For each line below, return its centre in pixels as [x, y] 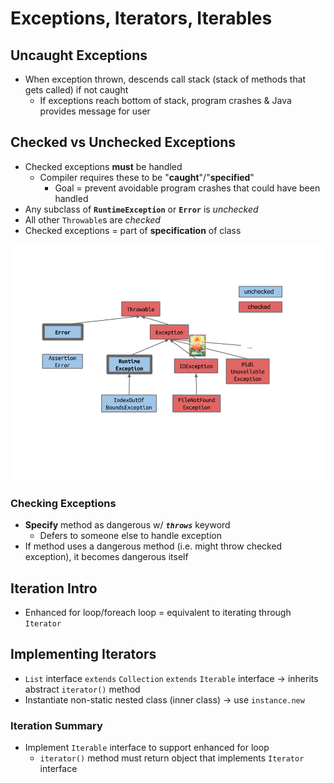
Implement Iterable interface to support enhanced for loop [147, 748]
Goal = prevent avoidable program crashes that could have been [187, 188]
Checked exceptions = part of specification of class [133, 230]
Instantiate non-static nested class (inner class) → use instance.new [164, 699]
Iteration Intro [54, 588]
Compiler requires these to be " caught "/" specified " [147, 177]
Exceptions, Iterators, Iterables [141, 18]
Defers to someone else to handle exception [130, 536]
